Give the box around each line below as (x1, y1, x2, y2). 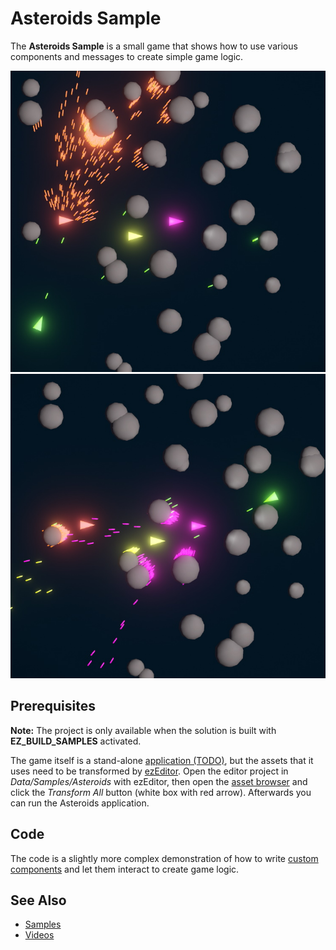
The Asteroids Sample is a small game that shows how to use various (10, 40, 298, 52)
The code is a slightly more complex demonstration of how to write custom (10, 852, 319, 864)
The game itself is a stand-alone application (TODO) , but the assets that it (10, 754, 314, 766)
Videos (24, 929, 55, 941)
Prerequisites (10, 698, 96, 715)
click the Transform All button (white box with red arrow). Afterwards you (10, 786, 312, 798)
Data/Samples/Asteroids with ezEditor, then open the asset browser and (10, 775, 308, 787)
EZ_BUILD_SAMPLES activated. (10, 735, 142, 747)
